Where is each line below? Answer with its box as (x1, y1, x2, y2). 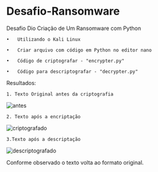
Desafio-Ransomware (6, 4, 120, 18)
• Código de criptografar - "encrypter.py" (6, 58, 124, 64)
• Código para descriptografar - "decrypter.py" (6, 69, 138, 75)
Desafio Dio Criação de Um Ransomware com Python (6, 24, 141, 32)
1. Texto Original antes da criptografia (6, 91, 114, 97)
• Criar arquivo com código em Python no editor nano (6, 47, 152, 53)
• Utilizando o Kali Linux (6, 36, 81, 42)
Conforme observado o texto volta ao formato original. (6, 159, 144, 166)
